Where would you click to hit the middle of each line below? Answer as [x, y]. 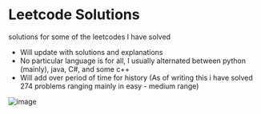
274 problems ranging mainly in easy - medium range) [109, 86]
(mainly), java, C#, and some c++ [75, 69]
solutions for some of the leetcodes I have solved [89, 37]
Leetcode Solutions [74, 15]
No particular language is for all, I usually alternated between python [133, 61]
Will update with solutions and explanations [91, 52]
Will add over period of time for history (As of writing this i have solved [137, 77]
